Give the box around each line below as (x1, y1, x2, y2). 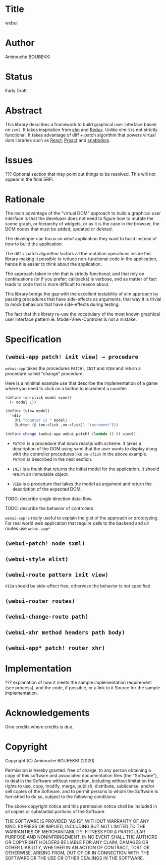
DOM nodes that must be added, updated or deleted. (5, 226, 113, 232)
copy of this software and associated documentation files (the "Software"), (5, 772, 159, 778)
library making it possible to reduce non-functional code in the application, (5, 256, 158, 262)
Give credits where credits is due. (5, 723, 74, 729)
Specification (5, 334, 62, 345)
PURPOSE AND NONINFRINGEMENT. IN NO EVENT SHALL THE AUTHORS (5, 834, 158, 840)
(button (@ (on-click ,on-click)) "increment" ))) (14, 423, 119, 428)
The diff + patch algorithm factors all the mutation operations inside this (5, 250, 152, 256)
